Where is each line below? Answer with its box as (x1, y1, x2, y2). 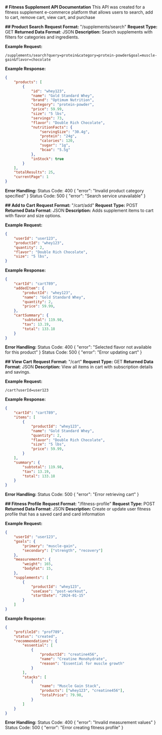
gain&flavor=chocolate (5, 57, 51, 62)
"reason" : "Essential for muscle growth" (39, 661, 125, 666)
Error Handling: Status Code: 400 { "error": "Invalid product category (5, 188, 144, 193)
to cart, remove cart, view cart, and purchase (5, 15, 96, 20)
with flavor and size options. (5, 213, 62, 218)
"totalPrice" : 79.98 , (39, 693, 83, 698)
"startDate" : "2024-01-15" (31, 593, 86, 598)
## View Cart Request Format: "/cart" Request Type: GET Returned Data (5, 359, 154, 365)
